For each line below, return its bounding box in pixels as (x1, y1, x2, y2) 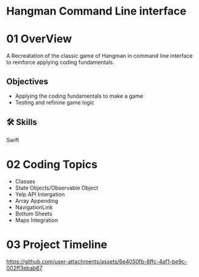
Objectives (6, 76, 49, 86)
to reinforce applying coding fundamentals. (6, 59, 114, 66)
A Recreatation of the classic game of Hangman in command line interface (6, 52, 193, 60)
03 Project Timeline (6, 238, 108, 251)
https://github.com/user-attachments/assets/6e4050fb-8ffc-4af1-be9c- (6, 258, 187, 265)
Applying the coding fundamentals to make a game (15, 92, 144, 100)
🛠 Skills (6, 117, 38, 128)
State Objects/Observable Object (15, 184, 99, 191)
